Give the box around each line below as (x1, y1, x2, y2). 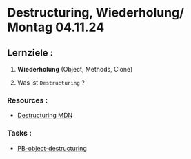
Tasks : (7, 129, 32, 138)
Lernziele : (7, 47, 54, 59)
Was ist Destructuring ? (17, 78, 85, 87)
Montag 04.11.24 (7, 19, 105, 35)
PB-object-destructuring (17, 144, 88, 152)
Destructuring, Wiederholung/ (7, 5, 185, 21)
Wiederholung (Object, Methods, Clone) (17, 65, 133, 73)
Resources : (7, 95, 48, 105)
